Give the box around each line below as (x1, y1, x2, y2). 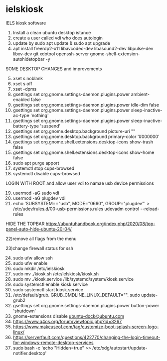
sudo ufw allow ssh (12, 255, 53, 261)
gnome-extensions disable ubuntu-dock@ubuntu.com (12, 313, 124, 319)
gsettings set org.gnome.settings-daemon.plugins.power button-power (12, 302, 160, 308)
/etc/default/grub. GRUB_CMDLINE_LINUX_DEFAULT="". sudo (12, 292, 140, 298)
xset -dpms (12, 86, 37, 92)
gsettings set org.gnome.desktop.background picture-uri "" (12, 128, 136, 134)
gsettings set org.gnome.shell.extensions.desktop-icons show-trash (12, 138, 154, 145)
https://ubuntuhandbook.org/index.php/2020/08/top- (45, 221, 156, 227)
